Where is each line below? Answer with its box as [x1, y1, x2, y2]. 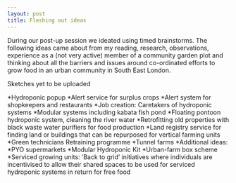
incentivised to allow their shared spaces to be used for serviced [7, 160, 195, 168]
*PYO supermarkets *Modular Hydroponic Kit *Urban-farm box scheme [7, 145, 218, 154]
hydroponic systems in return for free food [7, 168, 131, 176]
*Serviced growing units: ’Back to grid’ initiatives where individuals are [7, 152, 213, 161]
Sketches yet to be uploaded [7, 79, 91, 88]
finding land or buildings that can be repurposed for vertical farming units [7, 130, 221, 139]
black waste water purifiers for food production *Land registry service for [7, 123, 222, 131]
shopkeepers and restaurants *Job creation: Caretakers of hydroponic [7, 100, 213, 109]
